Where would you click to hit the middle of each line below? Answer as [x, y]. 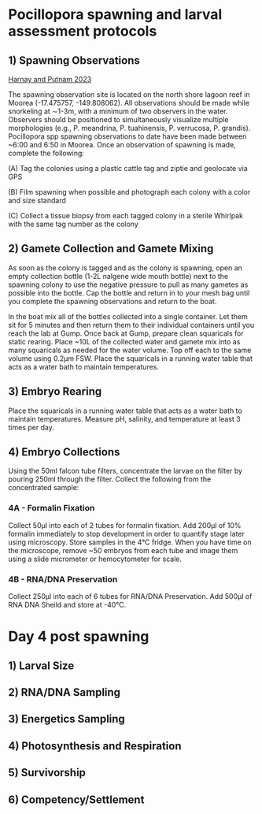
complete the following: [46, 153]
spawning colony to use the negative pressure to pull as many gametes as [128, 284]
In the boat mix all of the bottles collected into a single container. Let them [128, 316]
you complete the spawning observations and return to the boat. [113, 301]
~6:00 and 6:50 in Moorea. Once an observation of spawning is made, [122, 145]
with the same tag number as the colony [74, 224]
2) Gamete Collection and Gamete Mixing [111, 249]
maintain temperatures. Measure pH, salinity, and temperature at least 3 [125, 418]
